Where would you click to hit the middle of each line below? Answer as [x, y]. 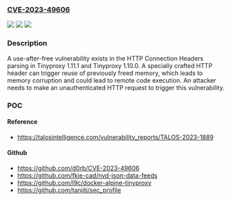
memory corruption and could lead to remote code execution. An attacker [112, 80]
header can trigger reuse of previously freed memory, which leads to [105, 73]
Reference [22, 122]
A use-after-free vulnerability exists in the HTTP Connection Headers [105, 58]
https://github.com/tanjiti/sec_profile [69, 190]
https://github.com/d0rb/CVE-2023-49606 [78, 168]
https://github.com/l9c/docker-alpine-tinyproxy [84, 182]
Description [27, 43]
